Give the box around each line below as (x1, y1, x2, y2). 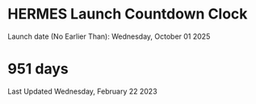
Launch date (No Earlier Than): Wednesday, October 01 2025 (7, 31, 211, 41)
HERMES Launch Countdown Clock (7, 5, 248, 23)
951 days (7, 60, 69, 78)
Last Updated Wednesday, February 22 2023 (7, 86, 158, 96)
